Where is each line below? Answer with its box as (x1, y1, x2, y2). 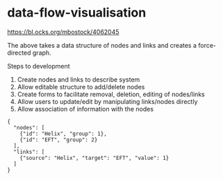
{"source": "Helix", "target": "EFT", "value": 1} (19, 154, 170, 161)
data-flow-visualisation (7, 5, 147, 21)
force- (197, 41, 217, 49)
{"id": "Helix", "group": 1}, (19, 130, 108, 137)
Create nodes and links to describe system (17, 75, 140, 84)
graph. (32, 48, 51, 57)
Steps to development (7, 62, 71, 70)
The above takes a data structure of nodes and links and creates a (7, 41, 197, 49)
